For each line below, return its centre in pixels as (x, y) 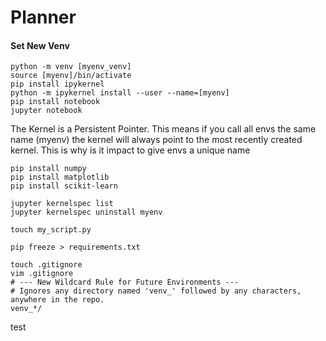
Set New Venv (40, 45)
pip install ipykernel (57, 84)
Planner (43, 17)
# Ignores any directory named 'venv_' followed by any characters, (156, 291)
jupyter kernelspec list (62, 204)
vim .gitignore (42, 274)
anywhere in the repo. (57, 300)
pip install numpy (48, 169)
